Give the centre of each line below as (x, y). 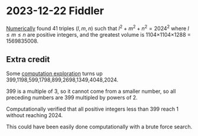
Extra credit (28, 59)
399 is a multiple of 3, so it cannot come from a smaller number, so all (91, 91)
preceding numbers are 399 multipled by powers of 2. (72, 98)
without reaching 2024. (35, 115)
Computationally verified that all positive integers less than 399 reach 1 (92, 109)
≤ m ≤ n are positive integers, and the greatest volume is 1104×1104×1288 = (98, 34)
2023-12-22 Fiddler (55, 11)
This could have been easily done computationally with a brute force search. (99, 127)
